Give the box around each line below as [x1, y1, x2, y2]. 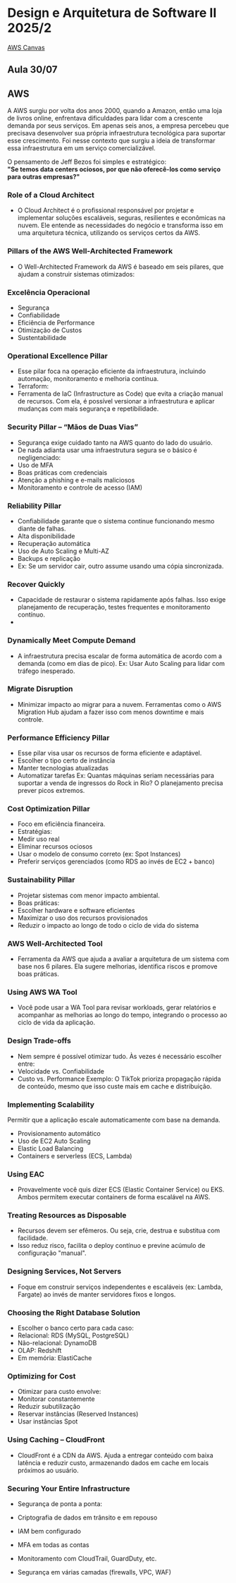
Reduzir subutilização [17, 1402, 81, 1411]
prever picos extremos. [17, 787, 85, 795]
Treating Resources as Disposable [7, 1211, 127, 1220]
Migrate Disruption [7, 684, 73, 694]
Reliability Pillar [7, 501, 62, 511]
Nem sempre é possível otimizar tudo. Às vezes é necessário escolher [17, 1052, 222, 1060]
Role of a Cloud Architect [7, 190, 95, 200]
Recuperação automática [17, 539, 91, 547]
